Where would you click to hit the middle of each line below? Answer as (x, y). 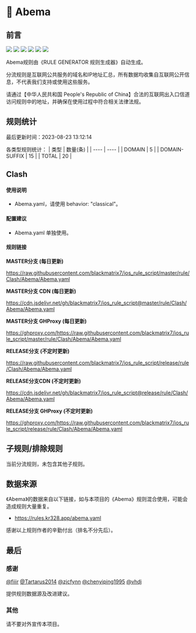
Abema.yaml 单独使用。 (43, 233)
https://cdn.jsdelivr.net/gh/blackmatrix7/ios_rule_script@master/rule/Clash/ (97, 303)
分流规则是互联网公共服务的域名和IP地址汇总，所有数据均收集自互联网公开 (95, 75)
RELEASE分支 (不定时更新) (38, 351)
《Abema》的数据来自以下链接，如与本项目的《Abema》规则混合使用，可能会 (97, 499)
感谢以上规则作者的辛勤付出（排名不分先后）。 (61, 530)
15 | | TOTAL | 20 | (50, 156)
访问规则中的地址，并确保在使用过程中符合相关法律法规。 (75, 101)
